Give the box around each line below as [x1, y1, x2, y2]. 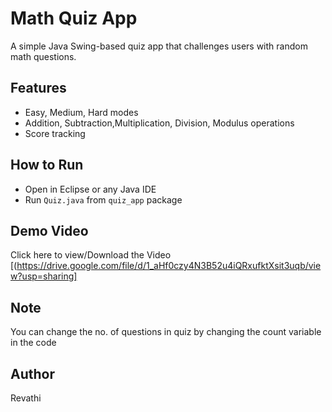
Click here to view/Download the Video [10, 249, 172, 261]
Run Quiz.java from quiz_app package [24, 193, 183, 206]
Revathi [10, 392, 42, 404]
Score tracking [24, 127, 86, 139]
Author [10, 365, 55, 382]
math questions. [10, 50, 77, 62]
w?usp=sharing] [10, 270, 78, 282]
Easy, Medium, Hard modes [24, 106, 139, 118]
